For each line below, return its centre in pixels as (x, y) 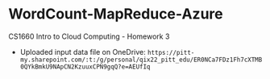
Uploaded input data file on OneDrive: (83, 52)
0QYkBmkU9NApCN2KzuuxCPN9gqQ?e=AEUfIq (85, 67)
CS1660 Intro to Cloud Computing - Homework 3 (89, 36)
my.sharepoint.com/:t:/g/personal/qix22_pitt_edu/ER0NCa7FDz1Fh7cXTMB (141, 60)
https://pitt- (171, 52)
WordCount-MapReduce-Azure (116, 14)
